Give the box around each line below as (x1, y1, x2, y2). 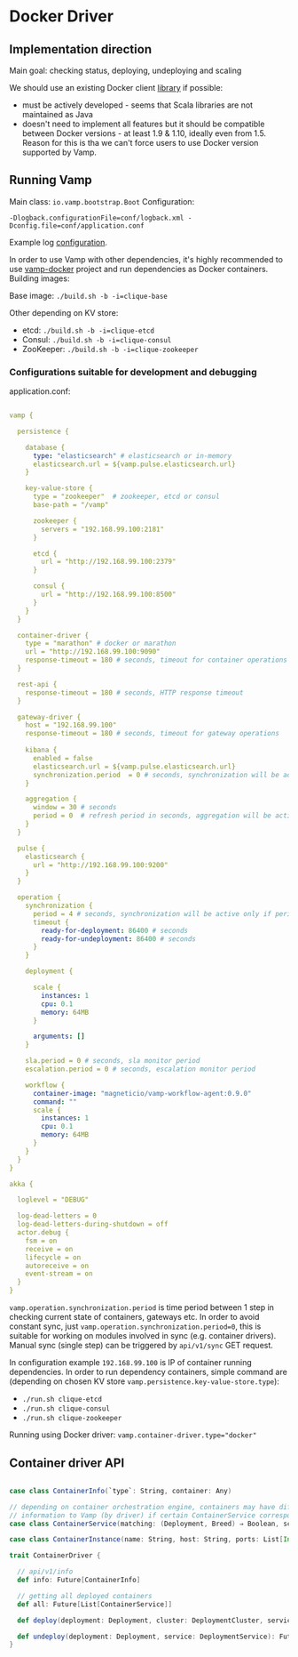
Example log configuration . (9, 237, 108, 247)
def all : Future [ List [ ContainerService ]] (17, 1599, 173, 1609)
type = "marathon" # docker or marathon (25, 639, 176, 648)
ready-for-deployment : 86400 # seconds (41, 926, 189, 935)
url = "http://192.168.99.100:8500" (41, 590, 176, 599)
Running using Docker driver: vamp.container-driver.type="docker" (9, 1429, 257, 1440)
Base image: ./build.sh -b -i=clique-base (9, 290, 169, 301)
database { (25, 443, 66, 452)
